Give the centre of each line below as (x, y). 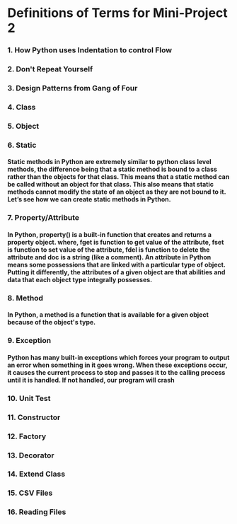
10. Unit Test (29, 398)
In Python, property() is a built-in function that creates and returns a (110, 234)
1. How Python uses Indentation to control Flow (89, 50)
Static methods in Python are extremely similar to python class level (109, 162)
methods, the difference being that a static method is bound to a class (112, 169)
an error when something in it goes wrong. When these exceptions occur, (117, 365)
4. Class (22, 107)
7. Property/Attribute (44, 218)
